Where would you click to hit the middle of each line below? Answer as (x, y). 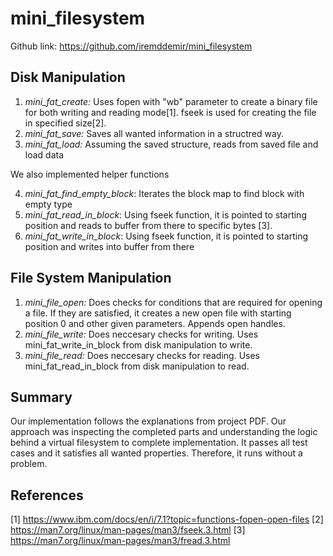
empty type (48, 204)
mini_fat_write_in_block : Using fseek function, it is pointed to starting (166, 236)
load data (44, 154)
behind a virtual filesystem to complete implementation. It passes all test (159, 443)
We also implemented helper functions (90, 174)
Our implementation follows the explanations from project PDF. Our (148, 421)
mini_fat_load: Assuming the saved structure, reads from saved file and (171, 144)
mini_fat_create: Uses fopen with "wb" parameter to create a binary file (171, 101)
